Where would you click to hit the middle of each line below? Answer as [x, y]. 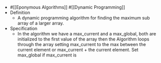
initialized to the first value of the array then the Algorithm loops [83, 39]
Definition [20, 12]
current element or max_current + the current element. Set [78, 50]
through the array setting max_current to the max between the [82, 44]
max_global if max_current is [47, 55]
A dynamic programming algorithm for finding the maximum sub [84, 18]
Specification [24, 28]
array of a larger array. [41, 23]
